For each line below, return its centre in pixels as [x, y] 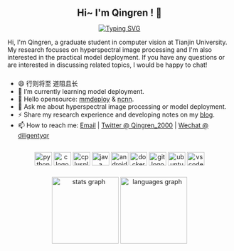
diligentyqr [33, 135]
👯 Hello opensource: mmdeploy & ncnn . [76, 99]
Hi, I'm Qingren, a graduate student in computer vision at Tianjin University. [117, 42]
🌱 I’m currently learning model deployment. [81, 91]
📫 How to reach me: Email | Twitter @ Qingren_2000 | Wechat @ [113, 125]
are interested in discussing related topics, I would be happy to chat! [107, 65]
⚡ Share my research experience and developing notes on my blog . [116, 114]
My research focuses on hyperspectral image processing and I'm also [110, 50]
